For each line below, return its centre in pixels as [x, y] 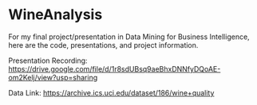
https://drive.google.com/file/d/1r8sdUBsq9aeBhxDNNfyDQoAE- [115, 68]
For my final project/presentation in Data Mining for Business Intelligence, [129, 37]
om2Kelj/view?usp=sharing [53, 77]
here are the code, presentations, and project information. [103, 45]
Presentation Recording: [48, 60]
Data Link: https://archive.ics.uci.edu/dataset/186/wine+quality [111, 92]
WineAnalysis [55, 15]
